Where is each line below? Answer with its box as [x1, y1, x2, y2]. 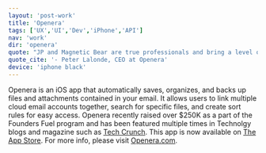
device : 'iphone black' [8, 63, 87, 71]
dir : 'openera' [8, 41, 59, 49]
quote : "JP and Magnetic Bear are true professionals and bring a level [8, 48, 253, 56]
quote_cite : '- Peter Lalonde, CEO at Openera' [8, 56, 169, 64]
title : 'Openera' [8, 19, 66, 27]
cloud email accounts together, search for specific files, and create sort [8, 101, 241, 111]
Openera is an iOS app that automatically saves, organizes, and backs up [8, 85, 247, 94]
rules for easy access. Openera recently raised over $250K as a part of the [8, 110, 253, 120]
